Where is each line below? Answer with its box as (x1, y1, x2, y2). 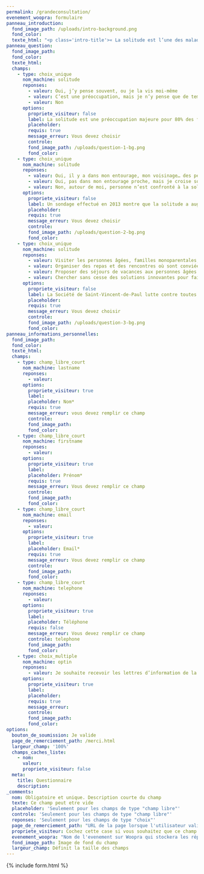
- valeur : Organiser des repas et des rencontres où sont (28, 263, 178, 269)
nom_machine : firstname (22, 438, 83, 444)
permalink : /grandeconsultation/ (6, 9, 91, 15)
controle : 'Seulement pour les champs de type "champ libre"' (12, 811, 172, 817)
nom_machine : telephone (22, 585, 83, 591)
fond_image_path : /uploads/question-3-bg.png (28, 320, 146, 326)
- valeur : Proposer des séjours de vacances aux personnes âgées (28, 269, 197, 275)
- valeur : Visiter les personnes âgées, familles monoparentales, (28, 258, 200, 264)
